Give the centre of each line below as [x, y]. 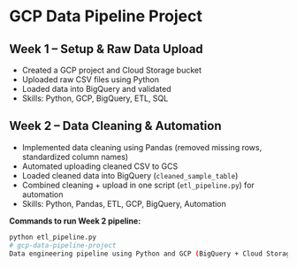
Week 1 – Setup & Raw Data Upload [106, 49]
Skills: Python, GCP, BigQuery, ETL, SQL [95, 98]
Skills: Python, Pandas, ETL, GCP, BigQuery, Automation [124, 203]
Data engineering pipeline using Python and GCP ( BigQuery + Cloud [136, 254]
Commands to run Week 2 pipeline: [75, 221]
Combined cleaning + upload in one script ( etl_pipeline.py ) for [138, 185]
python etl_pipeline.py [53, 237]
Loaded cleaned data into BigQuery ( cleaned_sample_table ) [130, 175]
